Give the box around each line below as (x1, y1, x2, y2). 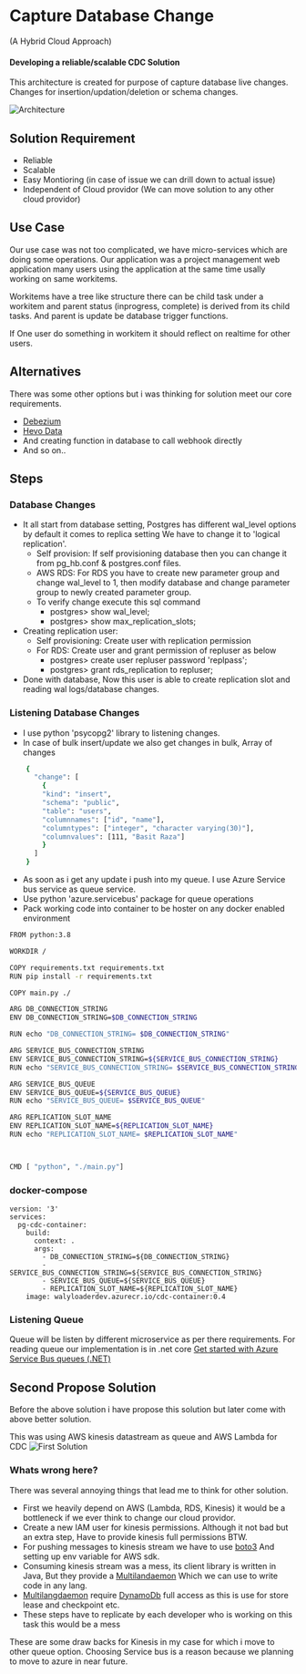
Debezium (22, 416, 62, 427)
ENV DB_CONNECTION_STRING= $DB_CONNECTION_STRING (9, 1013, 198, 1022)
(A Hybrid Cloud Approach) (9, 36, 112, 46)
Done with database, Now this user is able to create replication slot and (22, 674, 291, 685)
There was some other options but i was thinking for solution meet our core (9, 388, 292, 399)
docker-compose (9, 1183, 88, 1196)
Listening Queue (9, 1314, 85, 1327)
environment (22, 913, 71, 924)
